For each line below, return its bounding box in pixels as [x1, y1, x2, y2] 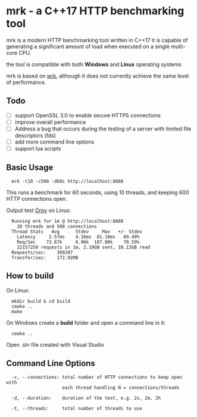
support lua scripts [14, 145, 61, 152]
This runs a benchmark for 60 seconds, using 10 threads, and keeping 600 [6, 189, 189, 196]
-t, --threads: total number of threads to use [11, 405, 143, 412]
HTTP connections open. [6, 195, 67, 202]
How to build [6, 271, 54, 281]
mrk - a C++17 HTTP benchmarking [6, 4, 185, 18]
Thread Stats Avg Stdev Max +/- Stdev [11, 228, 143, 235]
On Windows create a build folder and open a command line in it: [6, 319, 165, 326]
